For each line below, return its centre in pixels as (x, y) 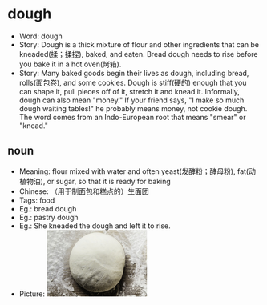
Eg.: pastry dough (49, 217)
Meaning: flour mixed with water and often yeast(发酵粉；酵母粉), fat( (134, 171)
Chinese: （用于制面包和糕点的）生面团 (84, 191)
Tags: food (37, 200)
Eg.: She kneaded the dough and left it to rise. (95, 226)
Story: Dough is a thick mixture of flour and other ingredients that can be (139, 44)
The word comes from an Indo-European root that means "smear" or (132, 117)
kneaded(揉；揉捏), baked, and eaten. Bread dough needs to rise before (138, 54)
